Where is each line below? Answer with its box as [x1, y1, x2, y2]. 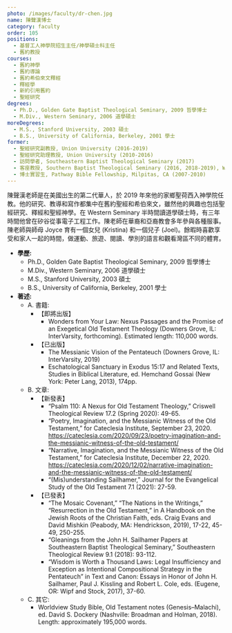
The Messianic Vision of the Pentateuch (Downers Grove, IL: [48, 347, 220, 356]
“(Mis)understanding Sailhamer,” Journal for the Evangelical [48, 475, 219, 484]
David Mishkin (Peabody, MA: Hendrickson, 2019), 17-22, [48, 520, 211, 529]
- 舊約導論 [13, 68, 41, 75]
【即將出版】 [37, 309, 75, 318]
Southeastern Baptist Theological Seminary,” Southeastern [48, 542, 215, 551]
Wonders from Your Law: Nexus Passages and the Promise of [48, 317, 224, 325]
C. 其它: [27, 595, 50, 603]
